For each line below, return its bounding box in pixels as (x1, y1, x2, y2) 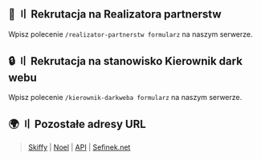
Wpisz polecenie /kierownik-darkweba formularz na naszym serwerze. (8, 92, 243, 102)
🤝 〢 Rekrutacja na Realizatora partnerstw (8, 7, 222, 22)
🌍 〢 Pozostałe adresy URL (8, 118, 146, 131)
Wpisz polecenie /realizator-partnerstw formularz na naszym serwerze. (8, 29, 253, 38)
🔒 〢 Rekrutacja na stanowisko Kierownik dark (8, 54, 243, 68)
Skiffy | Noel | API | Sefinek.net (27, 142, 131, 152)
